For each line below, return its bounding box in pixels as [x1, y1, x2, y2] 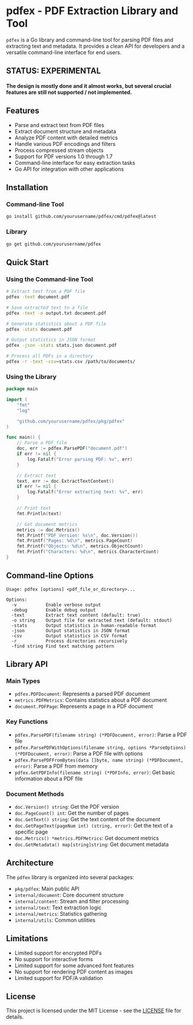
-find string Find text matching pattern [11, 643, 115, 649]
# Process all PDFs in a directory [6, 353, 94, 359]
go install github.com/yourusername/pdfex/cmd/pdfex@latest [6, 214, 157, 220]
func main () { [6, 434, 41, 441]
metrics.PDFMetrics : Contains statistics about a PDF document [14, 697, 167, 704]
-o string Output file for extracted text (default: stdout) [11, 617, 172, 623]
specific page [14, 828, 48, 835]
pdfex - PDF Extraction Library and [6, 4, 178, 18]
